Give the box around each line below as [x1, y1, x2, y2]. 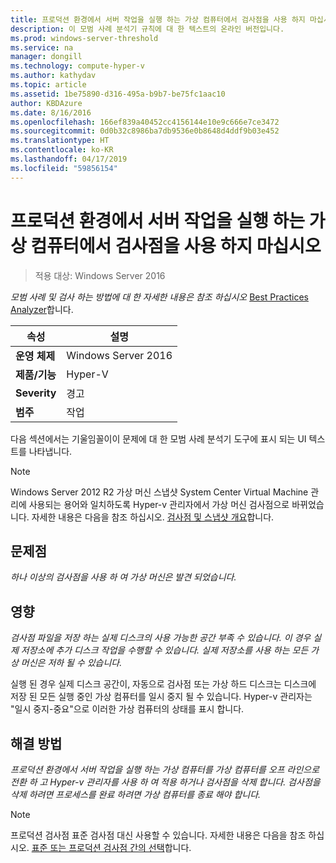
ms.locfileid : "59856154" [10, 163, 118, 173]
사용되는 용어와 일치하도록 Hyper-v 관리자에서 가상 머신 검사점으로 [28, 498, 290, 510]
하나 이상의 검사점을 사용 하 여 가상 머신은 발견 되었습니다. [10, 571, 237, 583]
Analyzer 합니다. [10, 303, 74, 315]
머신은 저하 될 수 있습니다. [20, 657, 123, 669]
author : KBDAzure [10, 98, 83, 108]
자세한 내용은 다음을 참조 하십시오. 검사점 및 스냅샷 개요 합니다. [31, 511, 275, 523]
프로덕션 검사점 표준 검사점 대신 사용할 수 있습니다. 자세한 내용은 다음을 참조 [10, 829, 307, 841]
